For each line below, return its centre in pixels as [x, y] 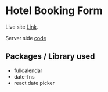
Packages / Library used [50, 56]
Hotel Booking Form [54, 11]
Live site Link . [22, 27]
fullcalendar [28, 70]
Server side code [26, 38]
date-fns [24, 76]
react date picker [34, 83]
